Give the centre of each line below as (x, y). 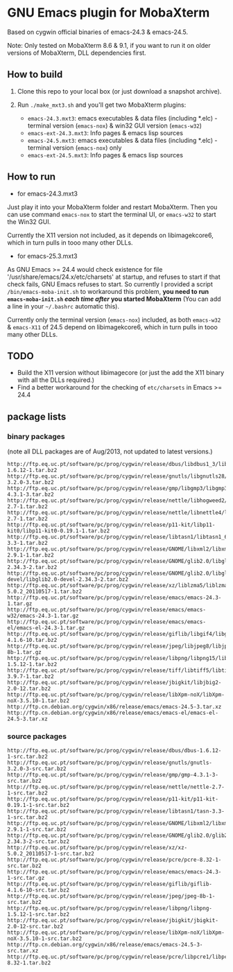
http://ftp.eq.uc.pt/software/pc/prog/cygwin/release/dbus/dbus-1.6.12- (114, 751)
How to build (35, 75)
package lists (37, 416)
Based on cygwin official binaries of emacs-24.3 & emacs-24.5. (98, 32)
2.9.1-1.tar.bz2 (31, 555)
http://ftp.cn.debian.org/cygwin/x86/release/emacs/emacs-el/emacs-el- (113, 713)
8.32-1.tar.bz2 (29, 963)
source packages (37, 736)
